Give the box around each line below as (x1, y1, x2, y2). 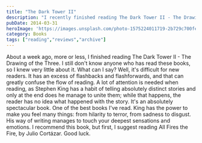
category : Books (6, 31, 47, 37)
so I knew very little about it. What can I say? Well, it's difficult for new (6, 66, 180, 73)
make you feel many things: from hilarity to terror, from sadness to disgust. (6, 111, 191, 118)
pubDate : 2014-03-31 (6, 20, 58, 26)
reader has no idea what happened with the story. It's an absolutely (6, 98, 173, 105)
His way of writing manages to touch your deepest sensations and (6, 117, 170, 124)
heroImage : (6, 25, 34, 32)
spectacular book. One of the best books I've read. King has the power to (6, 105, 188, 111)
